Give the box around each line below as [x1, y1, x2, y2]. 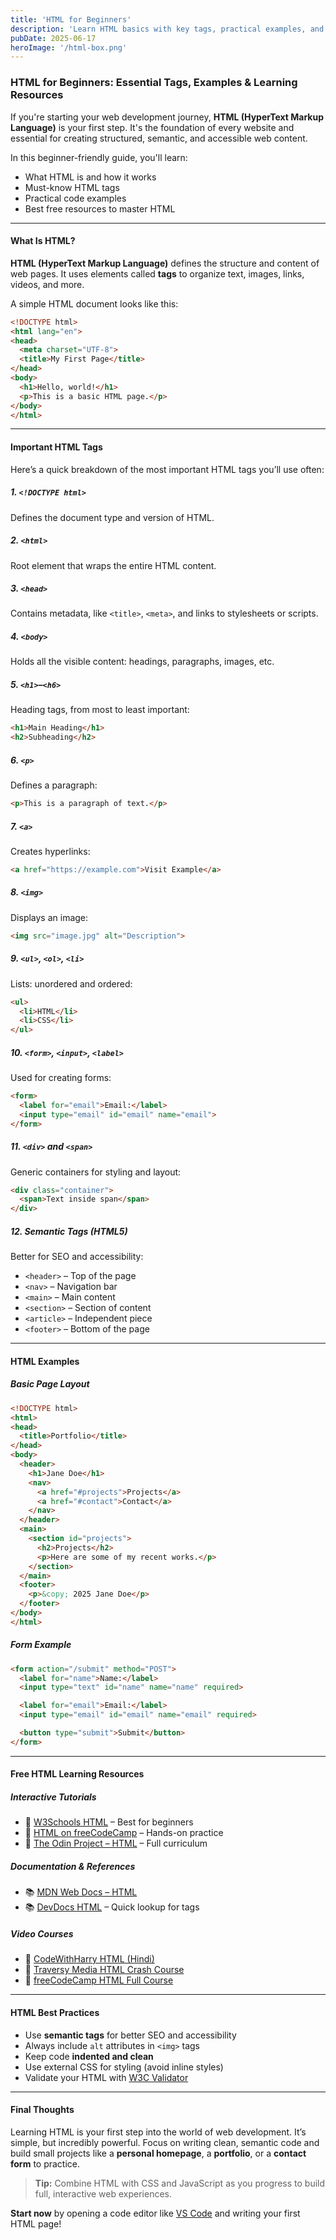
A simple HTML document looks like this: [10, 297, 179, 310]
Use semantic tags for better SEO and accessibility [24, 2029, 237, 2041]
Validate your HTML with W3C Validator [24, 2071, 189, 2083]
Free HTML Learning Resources [10, 1768, 145, 1780]
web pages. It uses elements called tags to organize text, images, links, [10, 267, 305, 280]
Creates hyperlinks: [10, 845, 91, 857]
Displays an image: [10, 911, 89, 923]
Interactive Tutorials [10, 1791, 97, 1803]
